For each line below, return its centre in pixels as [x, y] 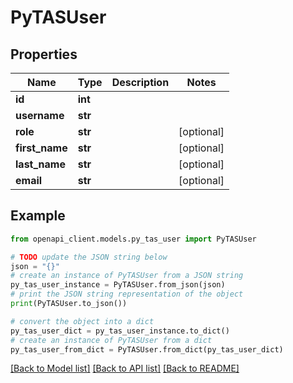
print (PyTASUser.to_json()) [69, 304]
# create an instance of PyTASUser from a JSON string [127, 276]
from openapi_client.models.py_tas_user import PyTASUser [133, 239]
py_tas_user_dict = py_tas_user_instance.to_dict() [120, 331]
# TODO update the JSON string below [89, 257]
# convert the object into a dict [82, 321]
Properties [44, 54]
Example [38, 216]
